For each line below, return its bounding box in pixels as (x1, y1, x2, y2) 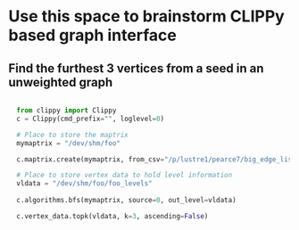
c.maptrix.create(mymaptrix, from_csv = (16, 154, 165, 164)
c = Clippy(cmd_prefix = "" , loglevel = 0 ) (16, 114, 165, 123)
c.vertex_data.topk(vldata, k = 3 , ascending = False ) (16, 211, 209, 220)
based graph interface (8, 25, 178, 45)
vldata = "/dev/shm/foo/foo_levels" (16, 179, 153, 188)
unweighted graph (8, 74, 113, 90)
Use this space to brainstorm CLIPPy (8, 6, 285, 27)
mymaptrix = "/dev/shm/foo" (16, 138, 121, 148)
